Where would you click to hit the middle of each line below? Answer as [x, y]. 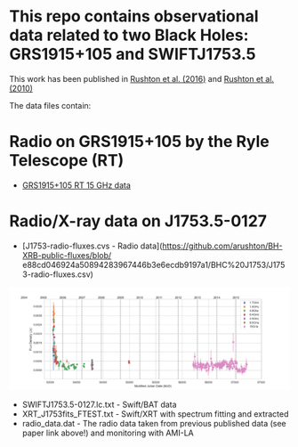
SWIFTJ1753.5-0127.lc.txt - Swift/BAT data [99, 405]
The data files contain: [50, 105]
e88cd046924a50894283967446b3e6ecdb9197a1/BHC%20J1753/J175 [153, 264]
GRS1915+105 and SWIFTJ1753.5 [133, 54]
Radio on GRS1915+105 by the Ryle [139, 142]
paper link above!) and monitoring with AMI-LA [108, 433]
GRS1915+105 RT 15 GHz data [77, 185]
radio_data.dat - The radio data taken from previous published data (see [154, 424]
